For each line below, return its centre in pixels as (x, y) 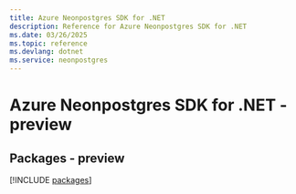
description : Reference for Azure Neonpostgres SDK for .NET (128, 26)
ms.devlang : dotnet (47, 52)
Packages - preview (67, 158)
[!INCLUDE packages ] (51, 180)
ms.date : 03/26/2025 (49, 35)
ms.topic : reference (49, 43)
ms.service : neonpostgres (58, 60)
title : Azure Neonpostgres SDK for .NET (88, 18)
